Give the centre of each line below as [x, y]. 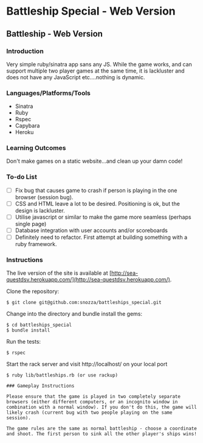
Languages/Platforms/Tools [49, 93]
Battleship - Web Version [55, 34]
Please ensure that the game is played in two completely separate [94, 397]
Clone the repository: [33, 291]
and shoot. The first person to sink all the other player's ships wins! [102, 434]
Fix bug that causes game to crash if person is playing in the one [96, 190]
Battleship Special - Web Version [91, 11]
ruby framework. [36, 244]
